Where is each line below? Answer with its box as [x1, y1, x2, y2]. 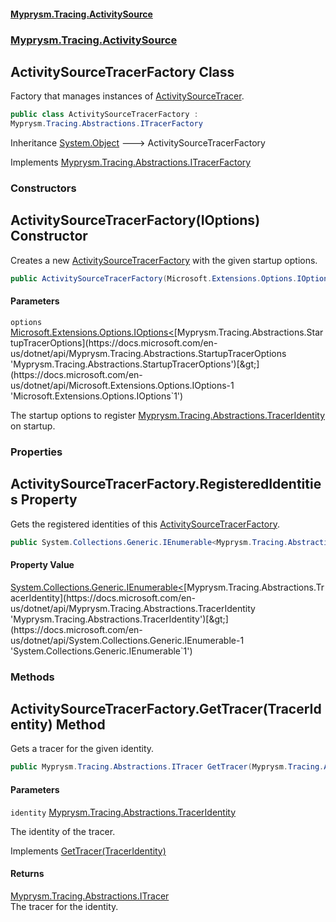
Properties [10, 445, 63, 459]
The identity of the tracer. [10, 825, 116, 837]
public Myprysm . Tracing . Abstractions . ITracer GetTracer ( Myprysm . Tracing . [10, 762, 325, 772]
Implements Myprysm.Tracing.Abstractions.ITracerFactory [10, 156, 252, 169]
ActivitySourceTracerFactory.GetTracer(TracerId [10, 701, 322, 718]
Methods [10, 670, 55, 684]
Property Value [10, 559, 75, 571]
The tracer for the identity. [10, 900, 119, 912]
